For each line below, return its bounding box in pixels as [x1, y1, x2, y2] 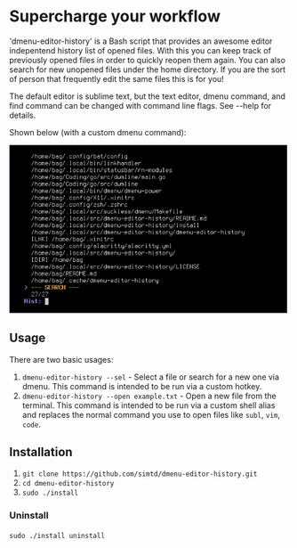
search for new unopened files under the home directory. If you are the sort [9, 64, 286, 75]
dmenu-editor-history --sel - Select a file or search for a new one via [21, 372, 280, 382]
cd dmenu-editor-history [21, 479, 115, 488]
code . [21, 419, 42, 429]
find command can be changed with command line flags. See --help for [9, 100, 272, 110]
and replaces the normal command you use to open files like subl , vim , [21, 409, 281, 420]
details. [9, 110, 36, 120]
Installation [9, 444, 73, 460]
